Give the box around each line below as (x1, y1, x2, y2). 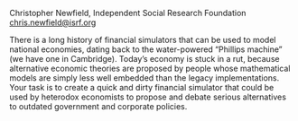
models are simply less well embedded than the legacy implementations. (9, 73, 280, 83)
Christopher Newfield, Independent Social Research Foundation (9, 8, 247, 18)
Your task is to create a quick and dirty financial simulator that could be (9, 82, 275, 92)
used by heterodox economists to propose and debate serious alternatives (9, 91, 287, 102)
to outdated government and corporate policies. (9, 101, 188, 111)
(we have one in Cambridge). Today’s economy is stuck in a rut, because (9, 54, 280, 64)
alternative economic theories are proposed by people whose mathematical (9, 63, 291, 73)
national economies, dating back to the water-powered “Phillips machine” (9, 44, 283, 55)
